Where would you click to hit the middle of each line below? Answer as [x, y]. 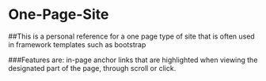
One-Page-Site [59, 15]
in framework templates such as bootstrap [77, 44]
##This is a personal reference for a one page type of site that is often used [131, 36]
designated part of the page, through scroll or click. [92, 68]
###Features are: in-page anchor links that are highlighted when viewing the [133, 60]
